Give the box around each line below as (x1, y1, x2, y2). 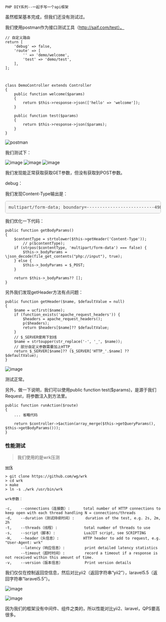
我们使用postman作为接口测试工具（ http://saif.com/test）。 (5, 24, 124, 30)
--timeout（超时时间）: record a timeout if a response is (20, 551, 158, 556)
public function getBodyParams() (5, 228, 74, 233)
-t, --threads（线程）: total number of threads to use (5, 525, 151, 530)
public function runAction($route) (5, 403, 79, 408)
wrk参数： (5, 497, 23, 502)
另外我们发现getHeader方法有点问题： (5, 289, 83, 295)
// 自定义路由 (5, 35, 31, 40)
